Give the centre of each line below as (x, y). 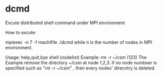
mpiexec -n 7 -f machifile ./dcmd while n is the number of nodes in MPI (79, 42)
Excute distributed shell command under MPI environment (65, 23)
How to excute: (21, 32)
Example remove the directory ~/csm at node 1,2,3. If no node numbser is (81, 62)
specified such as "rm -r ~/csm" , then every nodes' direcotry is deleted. (80, 68)
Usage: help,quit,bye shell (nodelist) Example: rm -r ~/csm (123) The (76, 57)
